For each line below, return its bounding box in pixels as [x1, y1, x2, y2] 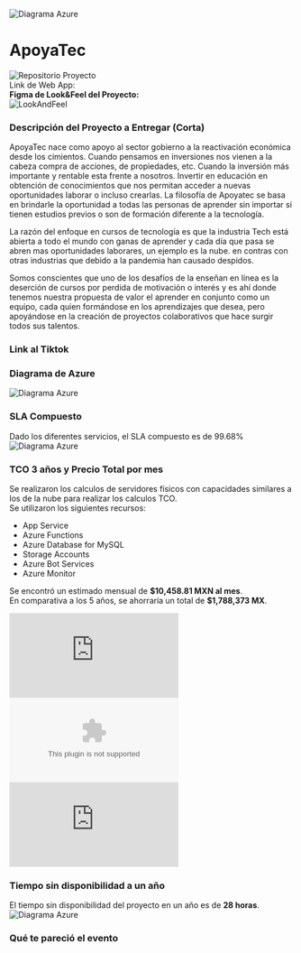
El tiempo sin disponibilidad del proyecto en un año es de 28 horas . [9, 900, 260, 911]
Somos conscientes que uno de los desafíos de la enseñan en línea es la [9, 273, 279, 283]
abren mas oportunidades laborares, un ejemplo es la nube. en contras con [9, 245, 288, 256]
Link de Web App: [9, 79, 76, 90]
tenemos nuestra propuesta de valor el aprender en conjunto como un [9, 291, 270, 302]
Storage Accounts [22, 549, 90, 560]
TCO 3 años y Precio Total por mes [9, 463, 164, 476]
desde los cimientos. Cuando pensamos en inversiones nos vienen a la [9, 152, 273, 162]
